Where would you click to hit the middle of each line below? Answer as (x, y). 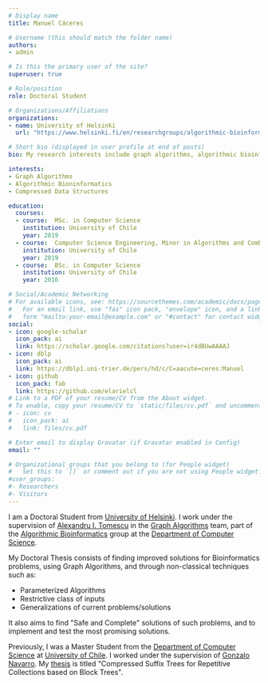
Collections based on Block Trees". (66, 672)
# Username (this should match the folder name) (91, 38)
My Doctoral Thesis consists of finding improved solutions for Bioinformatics (134, 558)
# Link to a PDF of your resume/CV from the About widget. (108, 399)
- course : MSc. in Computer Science (78, 220)
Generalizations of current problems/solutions (95, 607)
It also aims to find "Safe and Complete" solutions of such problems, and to (132, 622)
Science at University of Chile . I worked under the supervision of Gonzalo (129, 655)
